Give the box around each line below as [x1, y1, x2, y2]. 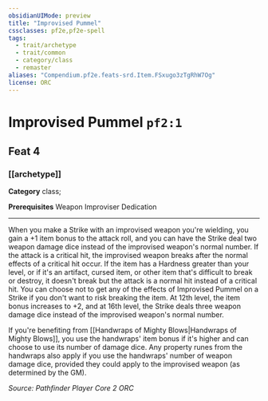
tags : [8, 34, 26, 42]
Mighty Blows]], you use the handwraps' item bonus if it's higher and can [8, 334, 249, 343]
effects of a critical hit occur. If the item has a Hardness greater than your [8, 259, 250, 268]
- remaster [15, 64, 52, 72]
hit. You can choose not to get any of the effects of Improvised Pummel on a [8, 284, 259, 294]
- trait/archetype [15, 42, 77, 50]
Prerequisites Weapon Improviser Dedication [8, 202, 157, 212]
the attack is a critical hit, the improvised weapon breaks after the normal [8, 251, 249, 260]
